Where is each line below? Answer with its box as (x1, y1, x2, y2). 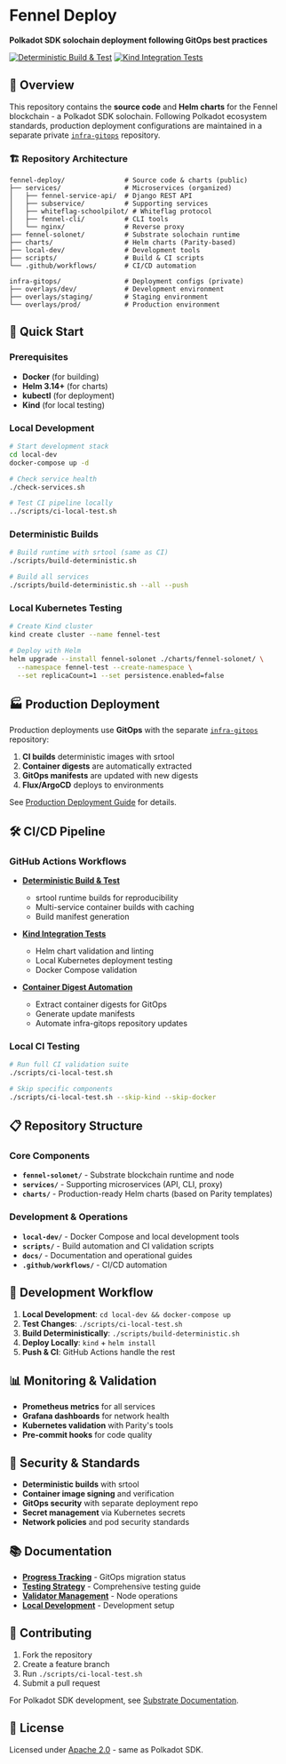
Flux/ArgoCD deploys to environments (21, 779, 164, 791)
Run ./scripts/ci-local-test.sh (21, 1668, 143, 1679)
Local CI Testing (9, 1040, 80, 1052)
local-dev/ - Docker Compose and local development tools (21, 1231, 240, 1241)
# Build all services (9, 572, 90, 582)
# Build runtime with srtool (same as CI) (9, 548, 169, 557)
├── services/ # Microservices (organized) (9, 184, 233, 193)
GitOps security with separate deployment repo (21, 1498, 198, 1509)
